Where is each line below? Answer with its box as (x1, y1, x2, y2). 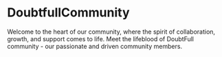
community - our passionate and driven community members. (7, 42, 183, 50)
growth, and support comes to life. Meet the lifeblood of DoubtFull (7, 34, 195, 43)
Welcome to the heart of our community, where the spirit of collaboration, (7, 27, 215, 36)
